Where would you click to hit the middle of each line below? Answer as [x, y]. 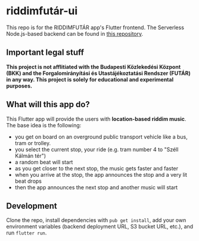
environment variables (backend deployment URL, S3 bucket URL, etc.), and [100, 227]
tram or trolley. [33, 143]
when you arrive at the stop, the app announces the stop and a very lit [101, 174]
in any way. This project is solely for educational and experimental [90, 79]
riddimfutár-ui [42, 11]
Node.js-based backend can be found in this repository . [75, 33]
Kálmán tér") [30, 155]
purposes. [19, 86]
